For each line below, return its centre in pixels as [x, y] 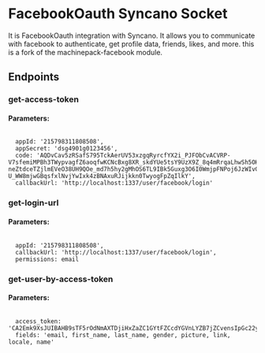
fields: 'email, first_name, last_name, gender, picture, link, [123, 335]
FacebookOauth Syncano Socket [118, 14]
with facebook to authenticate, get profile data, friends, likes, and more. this [131, 43]
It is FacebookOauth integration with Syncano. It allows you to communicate [132, 35]
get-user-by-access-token [61, 279]
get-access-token [43, 99]
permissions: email [47, 259]
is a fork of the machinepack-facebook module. [86, 52]
